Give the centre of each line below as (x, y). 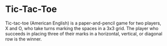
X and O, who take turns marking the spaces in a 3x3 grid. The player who (82, 28)
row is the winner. (24, 39)
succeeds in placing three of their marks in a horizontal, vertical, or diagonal (84, 33)
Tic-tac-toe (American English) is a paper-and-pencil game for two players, (83, 23)
